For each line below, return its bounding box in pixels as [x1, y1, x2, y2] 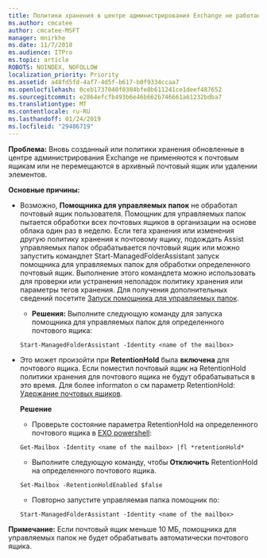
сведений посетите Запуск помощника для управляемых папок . [19, 293, 240, 303]
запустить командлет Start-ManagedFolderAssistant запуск [19, 251, 220, 261]
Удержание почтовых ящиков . [19, 389, 123, 398]
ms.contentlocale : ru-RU [8, 108, 91, 116]
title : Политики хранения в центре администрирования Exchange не [8, 11, 233, 20]
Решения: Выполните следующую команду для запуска [31, 308, 222, 318]
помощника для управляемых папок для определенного [31, 317, 225, 327]
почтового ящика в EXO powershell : [31, 428, 153, 437]
